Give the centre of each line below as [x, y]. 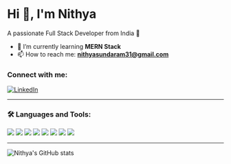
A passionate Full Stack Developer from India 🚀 [74, 33]
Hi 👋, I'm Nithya [52, 14]
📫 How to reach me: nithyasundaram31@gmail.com [93, 54]
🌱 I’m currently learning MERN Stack [69, 46]
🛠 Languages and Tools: [49, 114]
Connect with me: [37, 74]
